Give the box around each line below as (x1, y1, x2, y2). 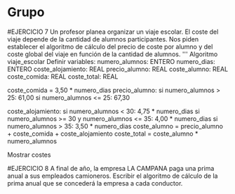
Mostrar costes (7, 150, 51, 159)
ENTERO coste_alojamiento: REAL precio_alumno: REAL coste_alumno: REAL (7, 65, 229, 73)
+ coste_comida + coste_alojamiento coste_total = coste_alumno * (7, 129, 199, 138)
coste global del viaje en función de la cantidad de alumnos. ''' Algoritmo (7, 50, 218, 58)
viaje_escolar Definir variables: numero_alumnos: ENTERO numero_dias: (7, 57, 215, 65)
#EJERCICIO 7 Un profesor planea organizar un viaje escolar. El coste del (7, 27, 219, 36)
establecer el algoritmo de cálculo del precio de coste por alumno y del (7, 42, 213, 51)
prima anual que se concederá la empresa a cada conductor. (7, 179, 183, 187)
